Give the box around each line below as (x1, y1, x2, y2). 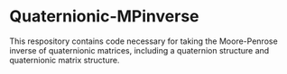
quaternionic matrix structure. (9, 54, 120, 65)
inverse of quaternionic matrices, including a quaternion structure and (9, 45, 270, 55)
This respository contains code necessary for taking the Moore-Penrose (9, 36, 278, 46)
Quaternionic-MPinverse (9, 6, 199, 27)
